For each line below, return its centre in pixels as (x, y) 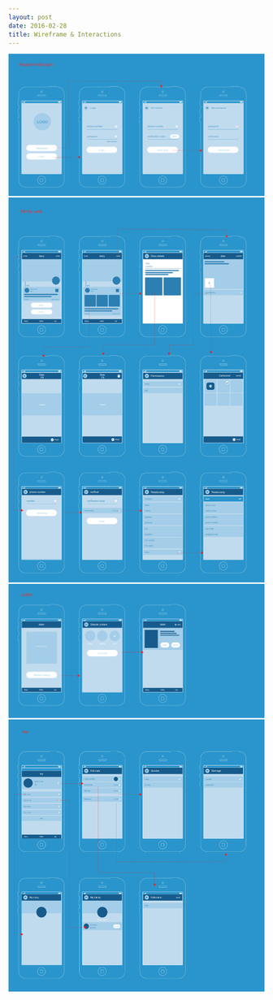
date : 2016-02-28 (38, 26)
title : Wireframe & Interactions (65, 34)
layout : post (30, 17)
